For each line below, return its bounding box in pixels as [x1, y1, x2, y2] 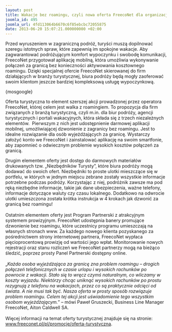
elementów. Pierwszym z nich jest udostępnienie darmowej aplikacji [5, 120, 150, 127]
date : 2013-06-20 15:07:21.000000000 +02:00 [5, 27, 102, 32]
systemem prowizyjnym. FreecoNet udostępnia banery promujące [5, 217, 145, 223]
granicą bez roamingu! [5, 201, 53, 208]
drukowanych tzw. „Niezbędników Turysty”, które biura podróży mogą [5, 163, 153, 169]
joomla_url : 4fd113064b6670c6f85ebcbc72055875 [5, 22, 106, 27]
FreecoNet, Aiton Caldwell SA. [5, 304, 69, 310]
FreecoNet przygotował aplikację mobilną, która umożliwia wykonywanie [5, 57, 159, 63]
